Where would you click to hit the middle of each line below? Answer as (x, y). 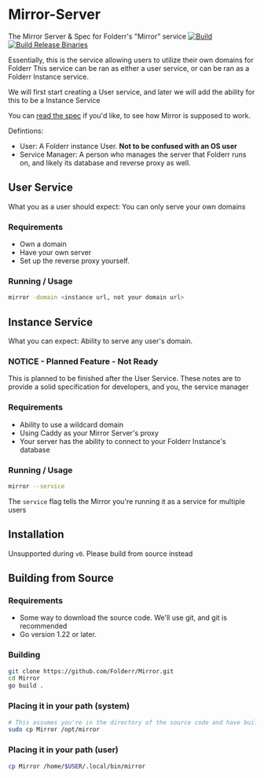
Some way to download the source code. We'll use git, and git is (123, 618)
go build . (26, 686)
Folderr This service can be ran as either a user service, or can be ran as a (129, 68)
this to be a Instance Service (54, 100)
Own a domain (43, 244)
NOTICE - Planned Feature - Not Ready (83, 361)
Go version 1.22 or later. (58, 635)
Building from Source (61, 578)
